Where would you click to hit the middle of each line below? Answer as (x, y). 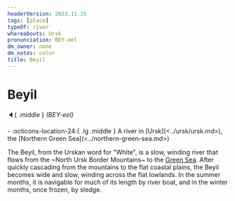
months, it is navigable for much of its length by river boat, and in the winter (118, 182)
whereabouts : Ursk (34, 33)
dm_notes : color (31, 54)
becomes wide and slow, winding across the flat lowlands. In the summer (114, 174)
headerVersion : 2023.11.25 (47, 14)
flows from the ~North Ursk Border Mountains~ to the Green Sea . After (111, 159)
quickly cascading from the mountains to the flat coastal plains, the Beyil (113, 167)
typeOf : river (28, 27)
